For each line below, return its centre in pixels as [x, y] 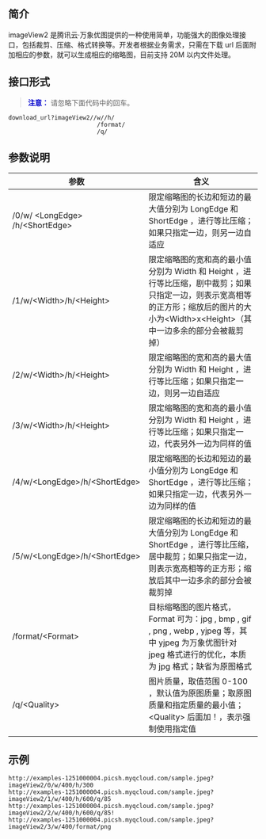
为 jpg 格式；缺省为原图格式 [200, 666]
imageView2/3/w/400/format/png [60, 827]
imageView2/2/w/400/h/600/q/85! [61, 813]
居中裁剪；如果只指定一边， [200, 557]
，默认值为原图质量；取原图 [200, 693]
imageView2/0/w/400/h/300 [51, 786]
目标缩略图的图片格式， [192, 607]
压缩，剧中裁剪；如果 [212, 284]
